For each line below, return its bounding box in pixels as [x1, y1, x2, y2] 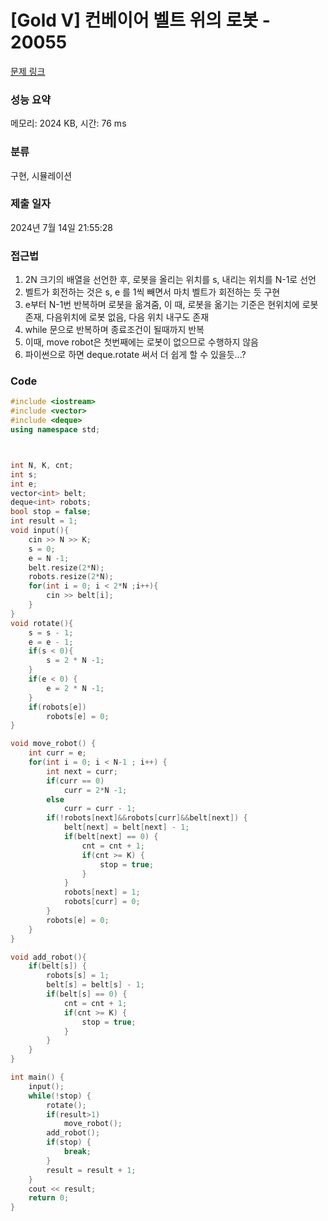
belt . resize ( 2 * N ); [28, 562, 105, 573]
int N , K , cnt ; [10, 460, 74, 470]
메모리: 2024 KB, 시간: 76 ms [10, 117, 127, 130]
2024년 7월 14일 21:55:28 [10, 221, 113, 233]
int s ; [10, 469, 38, 480]
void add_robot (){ [10, 952, 87, 962]
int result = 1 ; [10, 516, 78, 526]
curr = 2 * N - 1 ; [63, 785, 128, 795]
